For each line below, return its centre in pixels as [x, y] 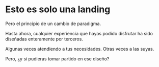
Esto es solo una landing [58, 9]
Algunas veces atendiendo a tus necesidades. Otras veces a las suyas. [80, 49]
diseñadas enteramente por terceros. [44, 39]
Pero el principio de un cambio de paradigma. [53, 24]
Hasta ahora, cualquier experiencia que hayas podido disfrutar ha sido [79, 33]
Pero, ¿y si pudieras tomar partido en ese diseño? [57, 59]
